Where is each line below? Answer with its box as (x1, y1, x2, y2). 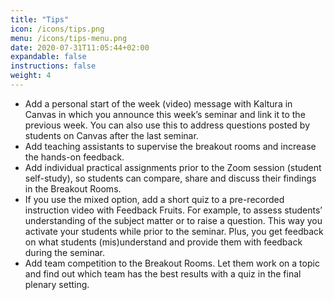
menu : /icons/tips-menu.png (10, 33, 128, 43)
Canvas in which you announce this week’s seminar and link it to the (24, 108, 306, 120)
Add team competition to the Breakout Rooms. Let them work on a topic (24, 257, 320, 269)
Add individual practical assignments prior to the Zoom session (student (24, 161, 322, 173)
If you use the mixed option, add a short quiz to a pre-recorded (24, 193, 285, 205)
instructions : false (10, 61, 97, 71)
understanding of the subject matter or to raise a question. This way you (24, 214, 323, 226)
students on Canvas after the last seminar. (24, 129, 199, 141)
